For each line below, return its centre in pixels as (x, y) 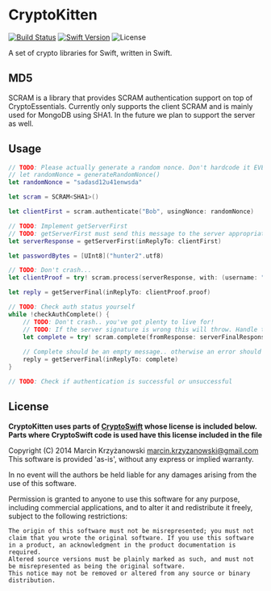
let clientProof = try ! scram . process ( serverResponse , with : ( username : (133, 278)
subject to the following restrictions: (68, 516)
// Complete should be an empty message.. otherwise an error (129, 352)
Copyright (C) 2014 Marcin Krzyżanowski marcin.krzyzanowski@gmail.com (133, 451)
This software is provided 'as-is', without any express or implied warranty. (131, 459)
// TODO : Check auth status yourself (72, 307)
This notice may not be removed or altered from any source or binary (129, 573)
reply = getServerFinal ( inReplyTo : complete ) (101, 360)
